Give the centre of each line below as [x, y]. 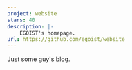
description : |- [30, 26]
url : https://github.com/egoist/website [66, 40]
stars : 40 [21, 20]
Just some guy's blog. [39, 59]
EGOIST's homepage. [48, 33]
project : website [32, 14]
